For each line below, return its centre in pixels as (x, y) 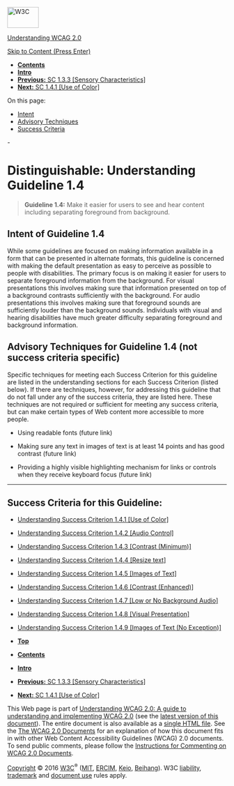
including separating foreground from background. (97, 212)
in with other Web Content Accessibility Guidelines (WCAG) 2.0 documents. (116, 739)
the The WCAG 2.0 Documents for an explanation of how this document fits (116, 731)
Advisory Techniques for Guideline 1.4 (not (102, 347)
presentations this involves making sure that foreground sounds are (104, 303)
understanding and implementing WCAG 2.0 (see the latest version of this (113, 716)
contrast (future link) (47, 453)
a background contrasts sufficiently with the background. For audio (104, 295)
